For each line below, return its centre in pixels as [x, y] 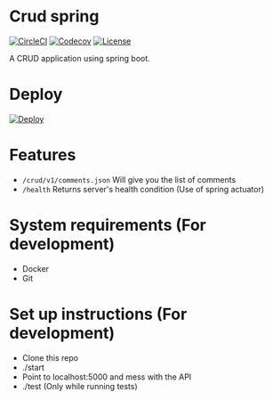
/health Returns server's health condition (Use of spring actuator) [143, 189]
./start [33, 367]
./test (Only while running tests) [80, 386]
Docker [36, 268]
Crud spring [54, 16]
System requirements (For [108, 225]
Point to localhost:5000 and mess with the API [107, 377]
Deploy [36, 94]
